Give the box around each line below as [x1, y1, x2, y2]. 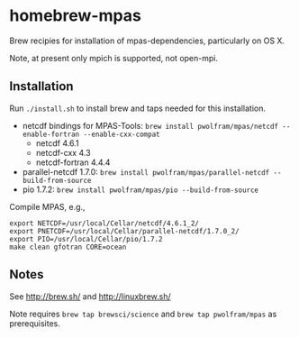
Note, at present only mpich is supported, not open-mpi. [9, 52, 219, 63]
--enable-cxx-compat [83, 130, 160, 139]
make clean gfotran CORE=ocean [9, 242, 127, 251]
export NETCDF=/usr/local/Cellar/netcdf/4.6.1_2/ [9, 218, 200, 228]
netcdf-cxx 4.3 [35, 147, 92, 158]
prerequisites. [9, 317, 61, 329]
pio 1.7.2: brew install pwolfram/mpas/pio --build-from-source [22, 184, 259, 195]
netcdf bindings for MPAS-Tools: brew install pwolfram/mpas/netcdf [22, 120, 279, 131]
